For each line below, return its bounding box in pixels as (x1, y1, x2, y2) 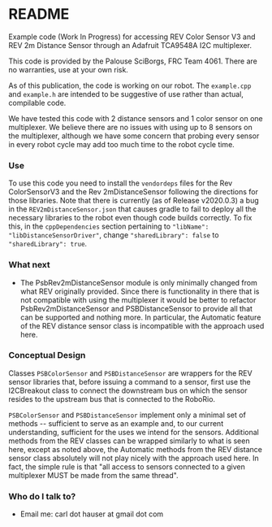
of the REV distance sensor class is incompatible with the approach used (19, 320, 265, 330)
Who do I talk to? (8, 490, 76, 502)
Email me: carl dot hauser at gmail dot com (19, 509, 164, 519)
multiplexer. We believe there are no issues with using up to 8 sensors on (8, 122, 253, 132)
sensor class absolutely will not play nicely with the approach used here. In (8, 453, 260, 463)
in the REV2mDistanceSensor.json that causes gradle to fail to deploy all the (8, 204, 257, 214)
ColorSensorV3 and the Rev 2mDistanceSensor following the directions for (8, 187, 258, 197)
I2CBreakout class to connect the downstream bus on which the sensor (8, 385, 248, 395)
